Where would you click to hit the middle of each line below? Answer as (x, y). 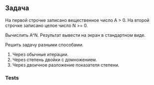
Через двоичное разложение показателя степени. (66, 65)
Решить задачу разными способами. (44, 45)
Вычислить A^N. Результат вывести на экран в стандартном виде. (75, 35)
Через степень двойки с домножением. (55, 60)
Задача (17, 8)
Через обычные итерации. (40, 54)
